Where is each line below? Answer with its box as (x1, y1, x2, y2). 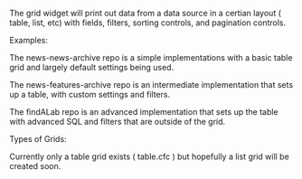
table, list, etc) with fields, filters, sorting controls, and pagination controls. (9, 17, 287, 28)
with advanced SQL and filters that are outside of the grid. (9, 117, 226, 127)
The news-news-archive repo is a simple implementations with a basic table (9, 52, 293, 62)
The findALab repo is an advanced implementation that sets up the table (9, 107, 278, 117)
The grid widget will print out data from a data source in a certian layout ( (9, 8, 282, 18)
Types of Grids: (9, 134, 67, 144)
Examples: (9, 35, 48, 45)
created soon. (9, 161, 61, 171)
